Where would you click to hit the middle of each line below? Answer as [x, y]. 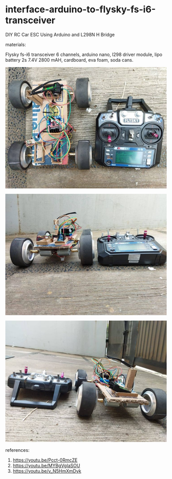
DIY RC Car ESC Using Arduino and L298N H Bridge [60, 34]
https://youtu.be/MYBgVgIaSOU [46, 465]
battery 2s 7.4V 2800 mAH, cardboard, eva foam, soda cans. [69, 60]
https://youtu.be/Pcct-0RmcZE [45, 460]
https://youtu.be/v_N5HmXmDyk [47, 471]
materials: [16, 44]
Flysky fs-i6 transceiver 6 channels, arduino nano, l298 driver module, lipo [84, 54]
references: [17, 450]
